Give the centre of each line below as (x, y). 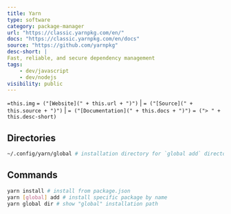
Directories (32, 138)
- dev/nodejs (38, 77)
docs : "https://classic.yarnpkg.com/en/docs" (73, 39)
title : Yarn (24, 13)
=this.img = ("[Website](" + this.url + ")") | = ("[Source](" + (100, 103)
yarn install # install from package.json (69, 191)
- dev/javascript (44, 71)
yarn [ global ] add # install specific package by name (87, 197)
